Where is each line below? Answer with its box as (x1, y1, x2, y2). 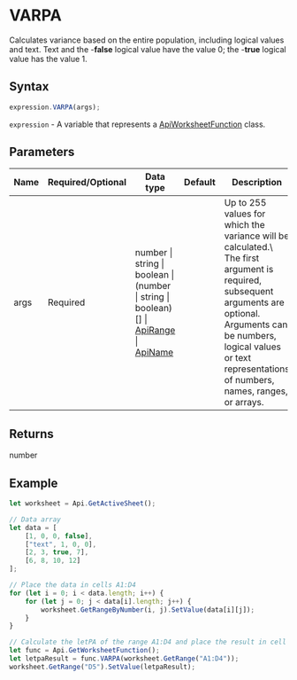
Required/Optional (47, 176, 126, 189)
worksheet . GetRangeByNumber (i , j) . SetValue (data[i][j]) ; (41, 605, 255, 614)
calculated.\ (224, 241, 274, 254)
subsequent (224, 285, 274, 298)
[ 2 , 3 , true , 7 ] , (25, 548, 89, 557)
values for (224, 207, 266, 220)
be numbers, (224, 330, 277, 342)
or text (224, 352, 252, 364)
